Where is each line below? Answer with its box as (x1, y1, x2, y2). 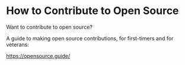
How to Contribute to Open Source (6, 4, 179, 18)
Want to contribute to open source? (6, 23, 93, 30)
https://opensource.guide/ (6, 52, 71, 59)
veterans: (6, 41, 30, 48)
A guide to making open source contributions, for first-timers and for (6, 35, 174, 42)
